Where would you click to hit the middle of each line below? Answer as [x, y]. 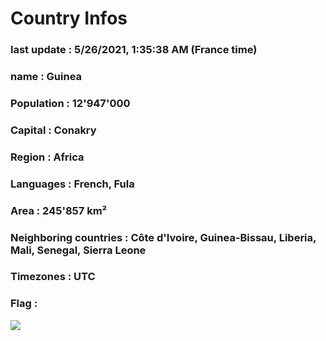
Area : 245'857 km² [59, 210]
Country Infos [69, 18]
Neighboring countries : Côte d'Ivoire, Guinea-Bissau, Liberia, [163, 237]
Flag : [24, 304]
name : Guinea [46, 77]
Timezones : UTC [53, 277]
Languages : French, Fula [72, 184]
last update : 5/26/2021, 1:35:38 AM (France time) [134, 50]
